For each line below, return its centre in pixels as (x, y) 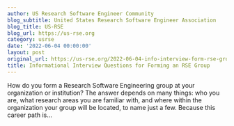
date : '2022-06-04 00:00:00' (49, 46)
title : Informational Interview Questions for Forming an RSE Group (109, 65)
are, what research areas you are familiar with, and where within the (104, 100)
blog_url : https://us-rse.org (51, 33)
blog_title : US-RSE (36, 26)
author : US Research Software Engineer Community (81, 14)
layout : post (26, 53)
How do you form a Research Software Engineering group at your (101, 85)
